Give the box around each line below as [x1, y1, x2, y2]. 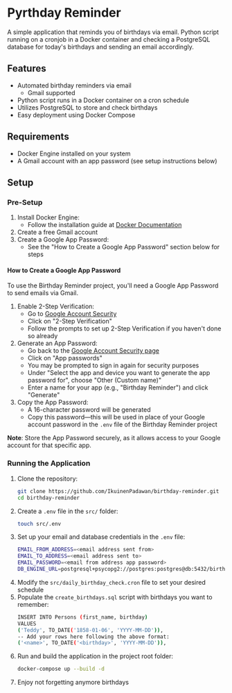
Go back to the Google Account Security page [27, 346, 159, 355]
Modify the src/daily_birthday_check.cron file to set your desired [17, 578, 206, 586]
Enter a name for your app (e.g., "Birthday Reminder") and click [27, 383, 208, 392]
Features [7, 62, 46, 74]
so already [27, 332, 58, 340]
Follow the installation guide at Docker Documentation [27, 221, 182, 229]
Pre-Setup [7, 197, 43, 207]
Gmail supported [27, 88, 75, 97]
